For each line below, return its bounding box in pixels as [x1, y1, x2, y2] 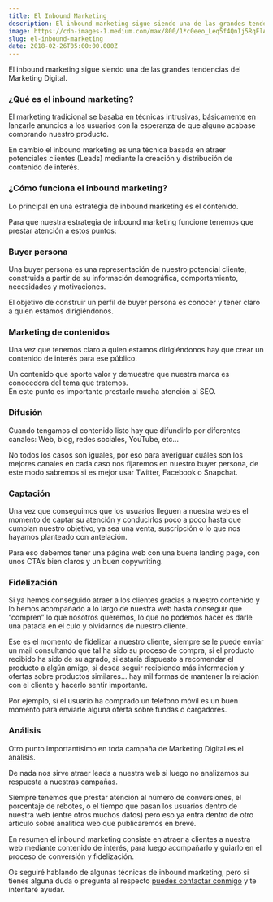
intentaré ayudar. [8, 884, 65, 894]
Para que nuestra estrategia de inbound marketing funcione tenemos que [8, 217, 254, 226]
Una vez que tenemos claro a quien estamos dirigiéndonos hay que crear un [8, 345, 264, 355]
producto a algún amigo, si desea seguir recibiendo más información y [8, 663, 245, 672]
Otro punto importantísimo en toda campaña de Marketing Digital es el [8, 743, 244, 753]
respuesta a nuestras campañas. [8, 777, 118, 786]
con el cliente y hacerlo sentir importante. [8, 681, 148, 690]
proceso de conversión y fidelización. [8, 852, 135, 861]
